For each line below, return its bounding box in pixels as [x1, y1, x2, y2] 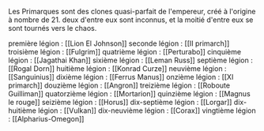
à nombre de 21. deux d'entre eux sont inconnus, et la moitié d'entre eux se [8, 15, 254, 24]
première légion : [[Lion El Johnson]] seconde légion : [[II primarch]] [8, 39, 230, 48]
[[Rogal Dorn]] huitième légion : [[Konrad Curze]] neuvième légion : [8, 64, 227, 73]
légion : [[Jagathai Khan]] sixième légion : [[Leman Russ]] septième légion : [8, 55, 253, 65]
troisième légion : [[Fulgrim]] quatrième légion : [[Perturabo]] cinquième [8, 47, 242, 56]
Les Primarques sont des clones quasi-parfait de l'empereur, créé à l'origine [8, 7, 256, 16]
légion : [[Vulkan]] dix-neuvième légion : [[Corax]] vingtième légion [38, 106, 256, 115]
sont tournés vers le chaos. [8, 24, 97, 32]
